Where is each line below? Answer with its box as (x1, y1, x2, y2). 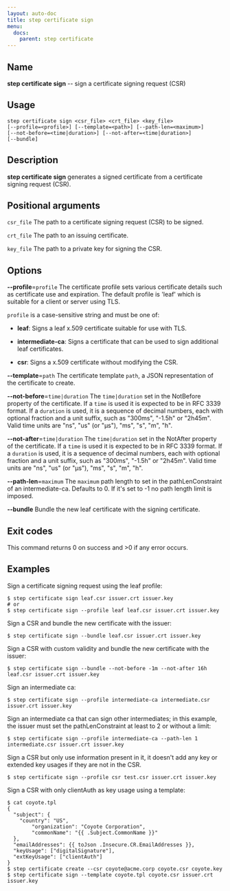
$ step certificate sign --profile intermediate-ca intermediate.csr (7, 696, 211, 703)
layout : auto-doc (7, 10, 57, 17)
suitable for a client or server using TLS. (7, 297, 120, 306)
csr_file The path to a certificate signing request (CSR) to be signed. (7, 218, 204, 226)
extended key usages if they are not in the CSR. (7, 760, 142, 769)
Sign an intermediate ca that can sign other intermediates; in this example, (7, 714, 218, 722)
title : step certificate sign (7, 17, 94, 23)
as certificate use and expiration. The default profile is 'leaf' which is (7, 290, 201, 299)
